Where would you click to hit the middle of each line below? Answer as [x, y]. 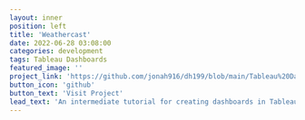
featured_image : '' [46, 69]
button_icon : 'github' [52, 85]
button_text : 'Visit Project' [67, 93]
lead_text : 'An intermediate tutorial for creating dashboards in [138, 102]
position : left [38, 26]
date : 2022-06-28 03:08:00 [60, 43]
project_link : [36, 77]
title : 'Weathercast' [50, 34]
